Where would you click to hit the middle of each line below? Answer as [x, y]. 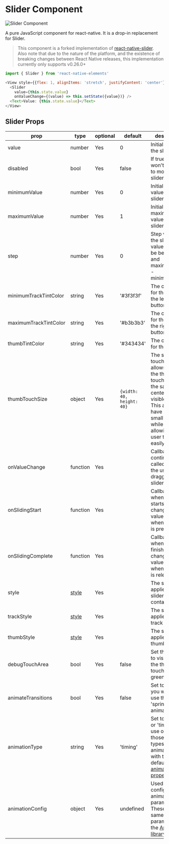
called [158, 464]
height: [129, 401]
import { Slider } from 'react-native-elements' [57, 73]
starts [157, 504]
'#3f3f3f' [131, 295]
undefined [132, 809]
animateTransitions [30, 698]
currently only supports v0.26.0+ [52, 64]
